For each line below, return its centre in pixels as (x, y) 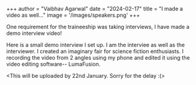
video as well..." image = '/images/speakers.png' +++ (73, 15)
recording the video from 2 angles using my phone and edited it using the (98, 58)
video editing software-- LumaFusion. (53, 64)
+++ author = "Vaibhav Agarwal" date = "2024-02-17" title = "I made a (95, 9)
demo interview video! (34, 33)
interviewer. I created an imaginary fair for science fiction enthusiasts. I (95, 51)
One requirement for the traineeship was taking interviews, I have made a (98, 27)
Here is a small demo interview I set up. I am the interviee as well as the (96, 45)
